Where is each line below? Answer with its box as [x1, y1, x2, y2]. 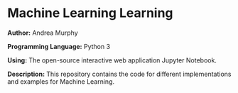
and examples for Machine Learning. [7, 77, 115, 86]
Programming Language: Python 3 [7, 42, 111, 50]
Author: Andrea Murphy [7, 28, 78, 37]
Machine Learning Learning [7, 5, 173, 21]
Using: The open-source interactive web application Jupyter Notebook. [7, 55, 217, 65]
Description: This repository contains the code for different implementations [7, 70, 232, 78]
